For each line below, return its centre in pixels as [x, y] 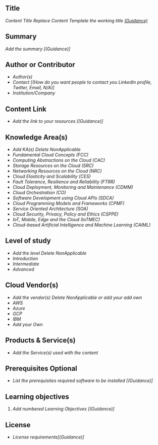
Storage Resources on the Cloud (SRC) [53, 166]
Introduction [25, 258]
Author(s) [22, 77]
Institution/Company [34, 93]
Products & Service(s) [40, 340]
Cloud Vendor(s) [32, 285]
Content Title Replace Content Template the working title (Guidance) [76, 20]
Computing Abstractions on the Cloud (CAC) [59, 160]
